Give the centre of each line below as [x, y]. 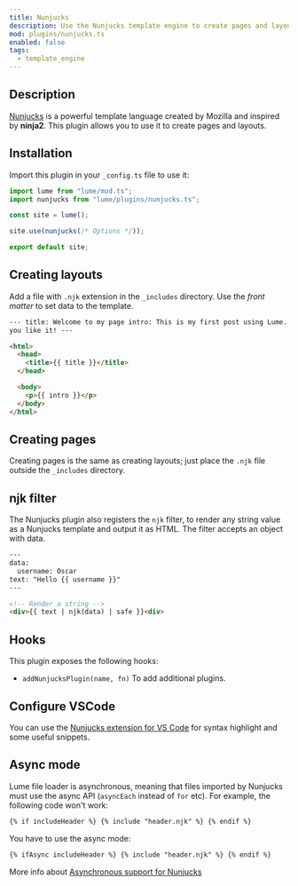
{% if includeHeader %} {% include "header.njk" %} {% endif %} [130, 821]
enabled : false [37, 42]
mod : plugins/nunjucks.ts [57, 34]
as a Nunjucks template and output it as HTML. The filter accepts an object [146, 529]
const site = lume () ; [49, 215]
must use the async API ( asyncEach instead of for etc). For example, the [140, 795]
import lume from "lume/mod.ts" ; [71, 191]
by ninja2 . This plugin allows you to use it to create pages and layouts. [138, 125]
